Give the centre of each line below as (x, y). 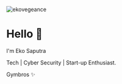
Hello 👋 (24, 34)
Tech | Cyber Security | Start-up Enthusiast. (61, 62)
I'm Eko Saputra (26, 51)
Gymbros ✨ (21, 74)
